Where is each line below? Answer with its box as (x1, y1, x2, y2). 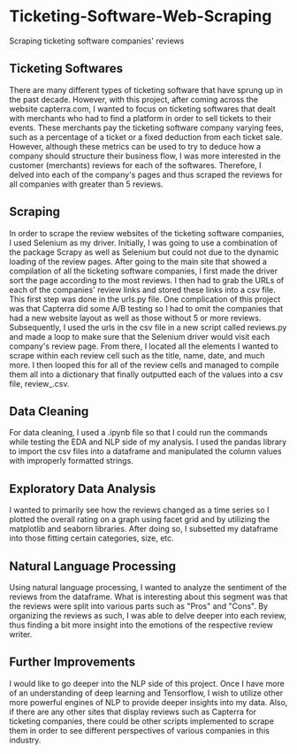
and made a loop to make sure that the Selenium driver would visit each (9, 331, 270, 342)
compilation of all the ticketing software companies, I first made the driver (9, 265, 278, 276)
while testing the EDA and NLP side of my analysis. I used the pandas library (9, 436, 287, 448)
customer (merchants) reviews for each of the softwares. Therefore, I (9, 159, 263, 170)
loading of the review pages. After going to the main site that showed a (9, 256, 268, 266)
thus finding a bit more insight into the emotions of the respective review (9, 619, 274, 630)
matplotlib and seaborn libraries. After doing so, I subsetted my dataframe (9, 524, 278, 535)
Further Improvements (9, 655, 136, 670)
